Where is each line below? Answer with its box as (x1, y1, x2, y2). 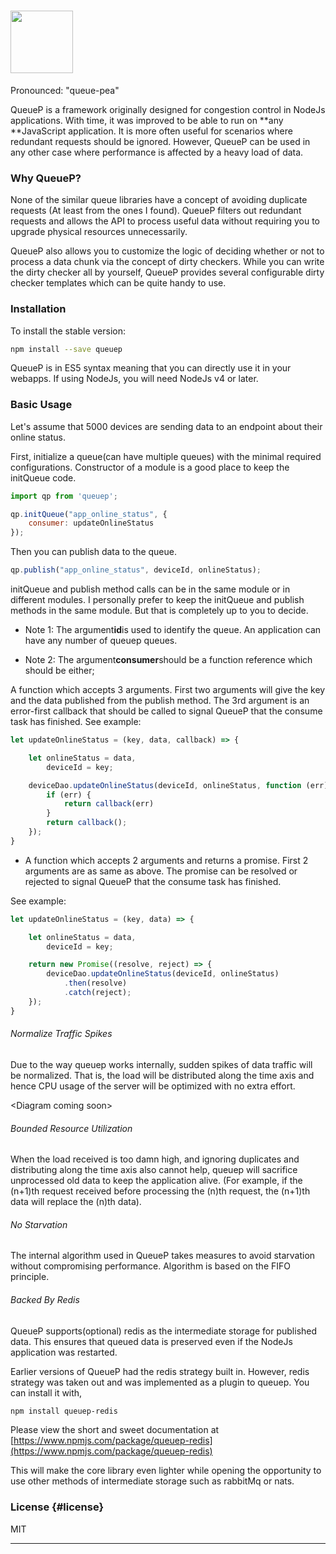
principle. (10, 1271, 50, 1283)
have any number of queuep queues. (24, 635, 178, 647)
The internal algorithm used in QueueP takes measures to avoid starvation (10, 1250, 316, 1262)
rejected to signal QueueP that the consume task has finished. (24, 875, 282, 887)
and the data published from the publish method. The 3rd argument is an (10, 695, 310, 707)
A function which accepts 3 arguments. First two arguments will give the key (10, 684, 326, 696)
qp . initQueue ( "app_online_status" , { (10, 509, 168, 519)
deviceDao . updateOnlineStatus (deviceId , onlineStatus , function (28, 780, 302, 790)
